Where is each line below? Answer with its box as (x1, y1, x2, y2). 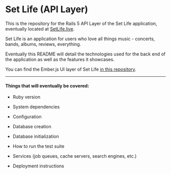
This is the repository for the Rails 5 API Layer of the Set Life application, (5, 20, 157, 26)
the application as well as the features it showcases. (5, 56, 115, 62)
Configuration (12, 113, 42, 120)
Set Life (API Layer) (5, 4, 88, 15)
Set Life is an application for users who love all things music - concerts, (5, 36, 155, 42)
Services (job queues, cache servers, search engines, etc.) (12, 153, 137, 159)
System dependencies (12, 104, 60, 110)
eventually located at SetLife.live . (5, 25, 75, 32)
